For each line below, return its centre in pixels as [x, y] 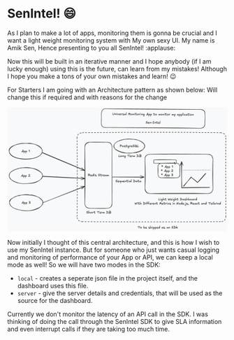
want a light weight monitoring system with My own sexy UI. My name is [111, 40]
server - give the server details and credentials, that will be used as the [120, 293]
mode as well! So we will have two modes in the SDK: [84, 265]
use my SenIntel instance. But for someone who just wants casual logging [114, 250]
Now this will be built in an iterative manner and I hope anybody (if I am [109, 61]
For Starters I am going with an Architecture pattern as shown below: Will [112, 90]
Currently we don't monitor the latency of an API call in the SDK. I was [108, 314]
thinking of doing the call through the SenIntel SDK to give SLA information [115, 322]
